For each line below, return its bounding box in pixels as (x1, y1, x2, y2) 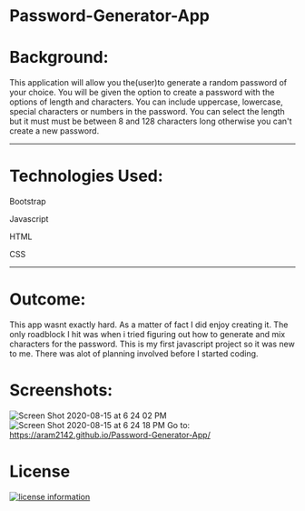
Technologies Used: (9, 165, 163, 186)
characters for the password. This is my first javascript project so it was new (9, 338, 295, 349)
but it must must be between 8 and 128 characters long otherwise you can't (9, 115, 292, 127)
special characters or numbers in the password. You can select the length (9, 106, 286, 117)
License (9, 461, 71, 482)
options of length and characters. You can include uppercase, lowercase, (9, 96, 283, 107)
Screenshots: (9, 380, 113, 401)
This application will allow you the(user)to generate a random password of (9, 77, 288, 88)
